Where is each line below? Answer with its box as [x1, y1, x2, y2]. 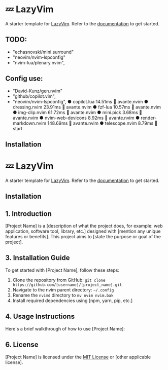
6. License [5, 341, 39, 349]
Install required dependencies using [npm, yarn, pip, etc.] [12, 298, 133, 304]
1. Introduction [5, 209, 52, 218]
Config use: [5, 75, 43, 83]
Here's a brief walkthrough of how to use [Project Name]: [5, 325, 125, 331]
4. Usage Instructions [5, 312, 75, 321]
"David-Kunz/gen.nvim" [12, 88, 62, 94]
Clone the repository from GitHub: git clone [12, 277, 106, 283]
